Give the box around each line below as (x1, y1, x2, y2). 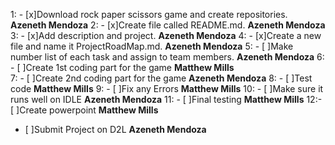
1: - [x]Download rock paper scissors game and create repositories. (10, 9, 288, 20)
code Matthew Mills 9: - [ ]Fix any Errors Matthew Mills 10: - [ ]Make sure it (10, 83, 324, 94)
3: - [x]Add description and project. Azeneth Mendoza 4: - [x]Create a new (10, 30, 322, 41)
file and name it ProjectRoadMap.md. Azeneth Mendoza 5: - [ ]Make (10, 40, 294, 52)
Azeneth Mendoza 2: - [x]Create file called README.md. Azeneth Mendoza (10, 19, 326, 31)
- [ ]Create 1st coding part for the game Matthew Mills (10, 62, 235, 73)
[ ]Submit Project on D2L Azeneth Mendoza (24, 124, 207, 135)
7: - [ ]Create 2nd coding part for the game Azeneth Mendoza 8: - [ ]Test (10, 72, 313, 84)
